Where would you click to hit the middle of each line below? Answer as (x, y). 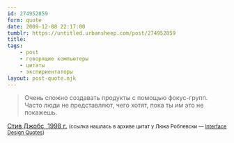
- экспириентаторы (46, 71)
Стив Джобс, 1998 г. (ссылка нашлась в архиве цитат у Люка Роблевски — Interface (117, 126)
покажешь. (41, 112)
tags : (15, 46)
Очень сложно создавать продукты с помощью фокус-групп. (116, 98)
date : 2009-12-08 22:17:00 (46, 26)
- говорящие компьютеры (54, 59)
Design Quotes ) (26, 133)
